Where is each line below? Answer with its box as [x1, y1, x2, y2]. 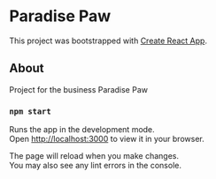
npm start [9, 106, 51, 116]
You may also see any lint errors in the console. [9, 160, 181, 171]
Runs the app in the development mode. [9, 124, 155, 135]
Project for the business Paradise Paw [9, 84, 149, 94]
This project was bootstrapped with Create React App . [9, 35, 208, 46]
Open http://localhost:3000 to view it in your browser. [9, 134, 205, 145]
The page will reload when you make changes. [9, 151, 180, 161]
